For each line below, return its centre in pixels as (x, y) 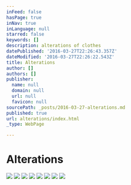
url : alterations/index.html (43, 118)
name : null (25, 85)
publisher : (20, 79)
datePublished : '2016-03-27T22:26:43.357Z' (62, 51)
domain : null (28, 91)
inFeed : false (24, 12)
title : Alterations (31, 62)
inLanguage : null (28, 29)
